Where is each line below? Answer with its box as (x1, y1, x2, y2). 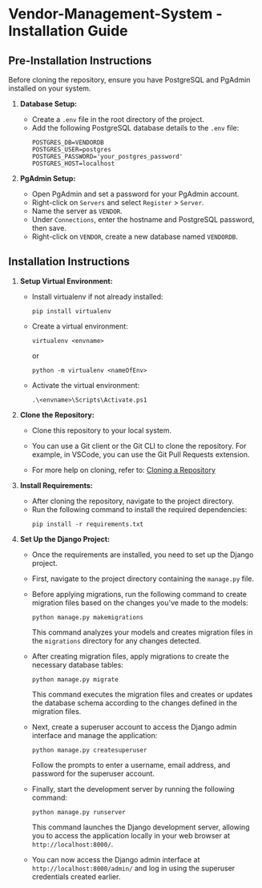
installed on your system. (8, 83, 91, 93)
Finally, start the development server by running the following (31, 784, 235, 793)
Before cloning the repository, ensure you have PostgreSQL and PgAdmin (8, 75, 251, 84)
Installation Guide (8, 22, 128, 40)
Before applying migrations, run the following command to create (31, 589, 247, 599)
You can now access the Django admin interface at (31, 854, 200, 864)
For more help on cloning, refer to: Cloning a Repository (31, 465, 216, 474)
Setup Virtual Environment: (19, 276, 114, 285)
